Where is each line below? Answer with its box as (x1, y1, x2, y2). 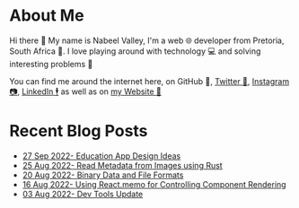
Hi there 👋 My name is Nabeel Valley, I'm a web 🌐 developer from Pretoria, (9, 35, 285, 46)
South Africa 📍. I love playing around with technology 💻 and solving (9, 46, 261, 56)
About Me (9, 5, 84, 26)
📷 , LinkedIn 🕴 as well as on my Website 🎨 (9, 86, 162, 97)
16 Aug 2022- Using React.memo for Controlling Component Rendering (22, 178, 286, 189)
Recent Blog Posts (9, 121, 148, 142)
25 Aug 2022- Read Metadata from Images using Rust (22, 160, 223, 170)
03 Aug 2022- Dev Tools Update (22, 188, 144, 199)
